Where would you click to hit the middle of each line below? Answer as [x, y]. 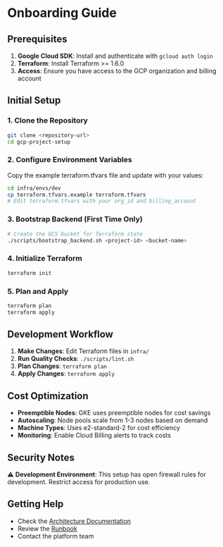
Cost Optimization [48, 396]
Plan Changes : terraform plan [62, 366]
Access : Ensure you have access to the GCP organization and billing [117, 71]
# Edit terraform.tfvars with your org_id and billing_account [102, 201]
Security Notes [41, 457]
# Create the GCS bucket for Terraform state [75, 234]
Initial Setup [34, 100]
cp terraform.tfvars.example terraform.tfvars [77, 195]
